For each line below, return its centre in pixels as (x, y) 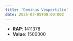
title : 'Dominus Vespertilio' (37, 10)
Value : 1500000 (29, 34)
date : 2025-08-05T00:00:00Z (35, 14)
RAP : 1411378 (26, 28)
